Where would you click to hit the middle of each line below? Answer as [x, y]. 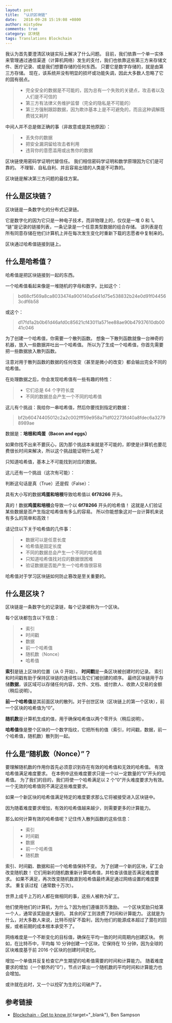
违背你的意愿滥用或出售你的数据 [59, 150]
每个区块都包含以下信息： [32, 618]
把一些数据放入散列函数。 [32, 351]
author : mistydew [24, 24]
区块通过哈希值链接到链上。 [35, 244]
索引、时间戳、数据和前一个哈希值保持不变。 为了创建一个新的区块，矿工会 [84, 866]
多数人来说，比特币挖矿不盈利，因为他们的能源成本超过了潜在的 [95, 920]
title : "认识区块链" [26, 15]
